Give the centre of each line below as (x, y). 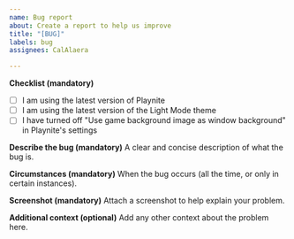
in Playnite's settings (60, 130)
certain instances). (43, 183)
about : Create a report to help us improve (90, 26)
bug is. (22, 157)
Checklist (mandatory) (52, 83)
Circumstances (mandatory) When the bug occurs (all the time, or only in (144, 174)
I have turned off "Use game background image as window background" (154, 120)
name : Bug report (41, 17)
